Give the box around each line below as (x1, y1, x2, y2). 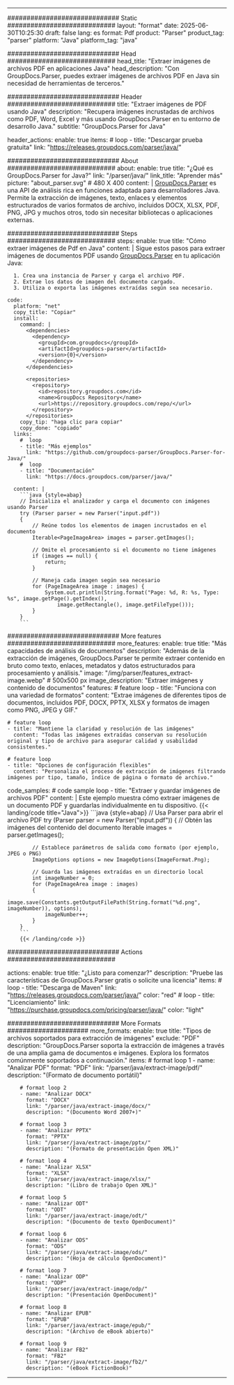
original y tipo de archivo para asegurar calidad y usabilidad (7, 737, 198, 744)
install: (13, 315, 39, 322)
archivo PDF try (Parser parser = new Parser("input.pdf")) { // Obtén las (7, 816, 212, 824)
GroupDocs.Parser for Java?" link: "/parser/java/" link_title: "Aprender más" (7, 171, 223, 180)
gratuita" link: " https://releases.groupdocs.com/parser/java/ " (7, 143, 182, 151)
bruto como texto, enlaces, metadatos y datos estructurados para (7, 662, 196, 669)
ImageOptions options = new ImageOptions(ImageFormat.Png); (32, 856, 210, 863)
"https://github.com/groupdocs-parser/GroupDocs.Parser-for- (44, 449, 226, 456)
